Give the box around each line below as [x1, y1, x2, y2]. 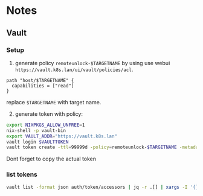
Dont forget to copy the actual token [6, 155, 97, 163]
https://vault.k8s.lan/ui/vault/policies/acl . [14, 66, 134, 73]
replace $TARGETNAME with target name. [6, 98, 101, 106]
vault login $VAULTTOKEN [6, 139, 69, 145]
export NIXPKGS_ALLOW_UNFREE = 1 [6, 122, 85, 128]
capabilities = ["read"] [11, 83, 74, 89]
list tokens [6, 170, 37, 179]
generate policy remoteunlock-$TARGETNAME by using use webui [14, 59, 170, 66]
